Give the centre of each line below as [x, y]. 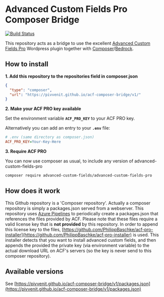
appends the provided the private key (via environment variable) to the [77, 245]
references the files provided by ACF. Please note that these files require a [81, 219]
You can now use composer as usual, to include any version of [69, 161]
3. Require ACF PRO [26, 151]
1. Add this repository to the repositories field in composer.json [72, 76]
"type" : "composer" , [31, 90]
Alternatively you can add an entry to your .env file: [58, 128]
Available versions [34, 272]
